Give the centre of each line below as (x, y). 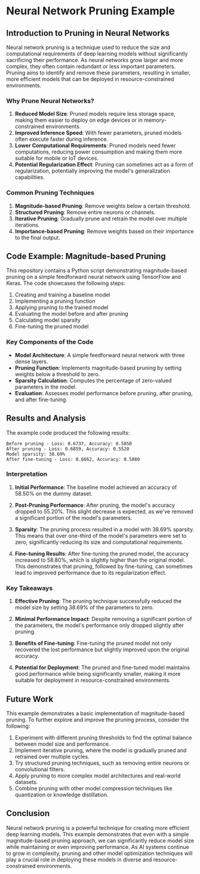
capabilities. (30, 177)
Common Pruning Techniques (50, 193)
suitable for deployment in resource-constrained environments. (93, 680)
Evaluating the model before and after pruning (71, 314)
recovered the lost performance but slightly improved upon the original (102, 650)
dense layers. (31, 361)
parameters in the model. (46, 387)
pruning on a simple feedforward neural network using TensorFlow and (93, 277)
